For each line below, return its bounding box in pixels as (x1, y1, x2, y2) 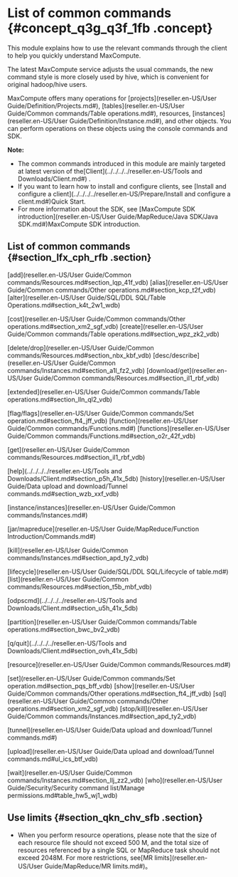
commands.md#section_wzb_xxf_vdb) (7, 489, 119, 498)
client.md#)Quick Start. (17, 197, 87, 206)
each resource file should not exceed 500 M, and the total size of (17, 838, 209, 846)
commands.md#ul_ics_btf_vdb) (7, 755, 98, 763)
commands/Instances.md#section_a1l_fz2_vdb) (7, 366, 146, 374)
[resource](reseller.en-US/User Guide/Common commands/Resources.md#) (7, 660, 231, 668)
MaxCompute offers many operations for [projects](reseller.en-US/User (7, 94, 217, 103)
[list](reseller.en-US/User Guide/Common (7, 574, 129, 583)
